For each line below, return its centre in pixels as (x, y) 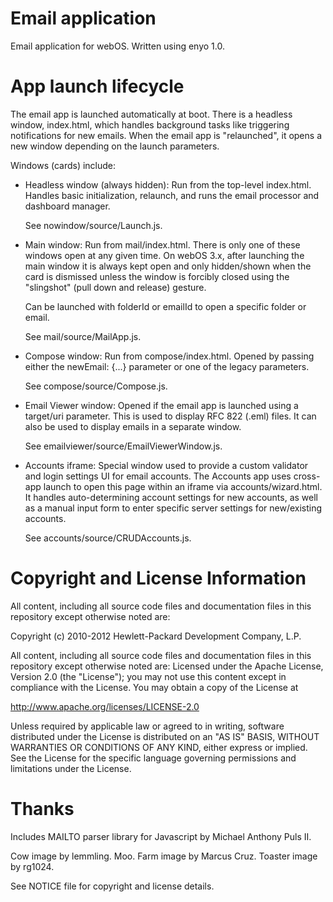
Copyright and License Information (158, 578)
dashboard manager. (67, 206)
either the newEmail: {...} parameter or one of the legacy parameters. (167, 366)
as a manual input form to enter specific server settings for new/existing (173, 508)
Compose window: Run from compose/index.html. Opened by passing (169, 356)
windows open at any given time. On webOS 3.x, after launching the (164, 255)
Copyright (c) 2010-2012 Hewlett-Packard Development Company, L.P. (156, 636)
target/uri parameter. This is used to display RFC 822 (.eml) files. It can (170, 416)
